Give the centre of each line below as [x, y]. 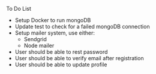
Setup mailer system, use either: [55, 33]
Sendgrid [35, 39]
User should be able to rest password [61, 52]
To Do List [19, 9]
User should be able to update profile [61, 64]
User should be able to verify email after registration [79, 58]
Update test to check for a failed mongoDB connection [82, 27]
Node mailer [39, 45]
